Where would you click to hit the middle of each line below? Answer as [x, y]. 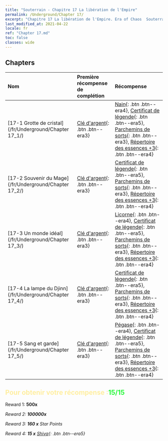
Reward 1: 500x [21, 404]
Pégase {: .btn [130, 325]
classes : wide [20, 43]
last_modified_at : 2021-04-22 [37, 24]
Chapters [20, 63]
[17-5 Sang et [25, 343]
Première [88, 77]
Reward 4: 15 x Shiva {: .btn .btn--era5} [45, 433]
